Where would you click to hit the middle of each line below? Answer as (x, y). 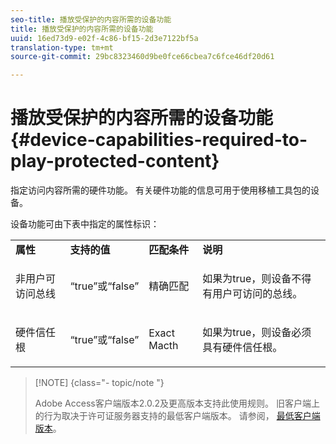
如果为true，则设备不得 (257, 279)
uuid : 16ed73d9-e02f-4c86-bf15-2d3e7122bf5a (104, 38)
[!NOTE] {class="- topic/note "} (99, 383)
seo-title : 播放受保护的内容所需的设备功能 (91, 19)
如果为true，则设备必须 (257, 333)
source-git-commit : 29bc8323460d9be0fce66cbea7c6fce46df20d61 (142, 57)
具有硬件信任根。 (242, 348)
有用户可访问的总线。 (252, 294)
